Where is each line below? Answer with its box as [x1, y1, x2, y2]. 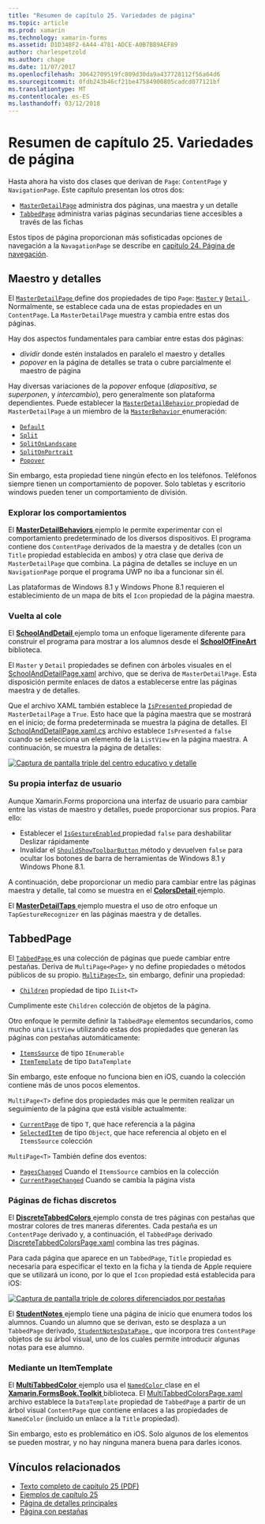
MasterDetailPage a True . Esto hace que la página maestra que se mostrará [8, 709, 252, 719]
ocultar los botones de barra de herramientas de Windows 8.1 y [19, 853, 226, 862]
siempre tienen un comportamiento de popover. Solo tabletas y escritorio [8, 479, 246, 489]
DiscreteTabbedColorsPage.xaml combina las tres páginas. [8, 1238, 200, 1247]
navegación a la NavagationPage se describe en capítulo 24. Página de [8, 241, 235, 251]
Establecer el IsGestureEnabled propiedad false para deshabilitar [19, 828, 232, 838]
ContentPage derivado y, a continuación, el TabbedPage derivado [8, 1229, 213, 1239]
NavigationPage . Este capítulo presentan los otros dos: [8, 185, 185, 194]
